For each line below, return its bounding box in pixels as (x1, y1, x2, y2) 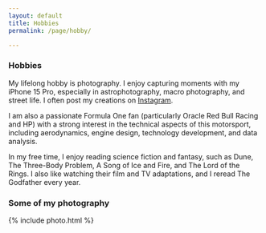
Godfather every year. (8, 177, 81, 187)
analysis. (8, 136, 38, 146)
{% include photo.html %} (8, 215, 94, 225)
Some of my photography (8, 197, 110, 208)
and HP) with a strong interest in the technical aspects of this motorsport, (8, 119, 252, 129)
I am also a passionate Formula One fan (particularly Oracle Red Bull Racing (8, 110, 259, 120)
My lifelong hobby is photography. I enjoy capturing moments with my (8, 78, 239, 88)
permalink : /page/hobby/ (8, 26, 92, 34)
